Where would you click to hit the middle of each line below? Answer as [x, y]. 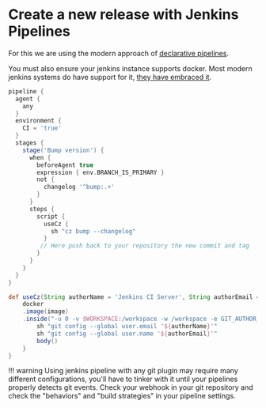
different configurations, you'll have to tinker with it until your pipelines [123, 379]
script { [51, 216]
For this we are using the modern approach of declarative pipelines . [119, 53]
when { [40, 157]
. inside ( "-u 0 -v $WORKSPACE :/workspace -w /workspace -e [120, 319]
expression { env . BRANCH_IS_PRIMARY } [101, 172]
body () [47, 341]
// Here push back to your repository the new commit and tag [144, 246]
